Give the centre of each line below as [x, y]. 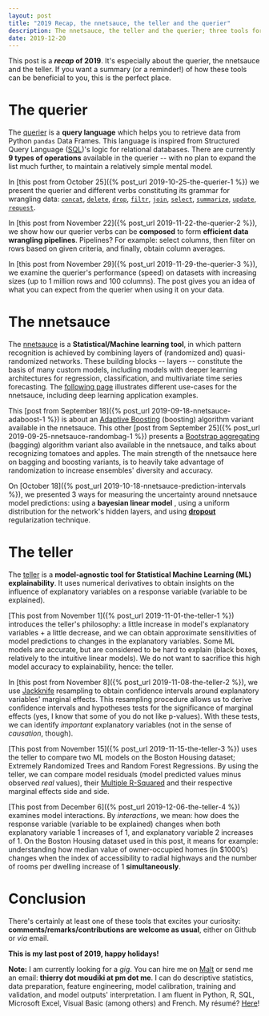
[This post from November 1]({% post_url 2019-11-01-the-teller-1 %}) [121, 616]
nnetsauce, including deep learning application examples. [103, 395]
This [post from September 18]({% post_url [79, 411]
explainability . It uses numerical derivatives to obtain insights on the [121, 583]
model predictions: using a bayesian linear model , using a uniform [119, 503]
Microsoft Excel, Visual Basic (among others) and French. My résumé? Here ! [134, 1003]
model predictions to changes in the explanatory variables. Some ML [121, 641]
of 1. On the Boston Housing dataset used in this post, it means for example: [133, 841]
